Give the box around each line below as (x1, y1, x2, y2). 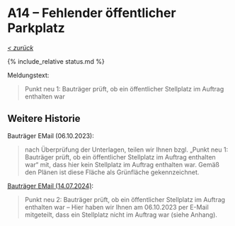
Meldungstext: (7, 71, 50, 79)
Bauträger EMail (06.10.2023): (7, 131, 94, 140)
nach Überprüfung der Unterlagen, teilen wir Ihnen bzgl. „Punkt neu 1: (24, 145, 229, 154)
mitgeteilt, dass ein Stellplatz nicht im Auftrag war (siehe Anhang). (24, 210, 218, 219)
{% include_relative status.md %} (7, 57, 105, 65)
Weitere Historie (7, 113, 81, 125)
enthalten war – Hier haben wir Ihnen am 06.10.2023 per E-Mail (24, 203, 209, 211)
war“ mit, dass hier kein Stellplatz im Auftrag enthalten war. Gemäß (24, 160, 219, 169)
